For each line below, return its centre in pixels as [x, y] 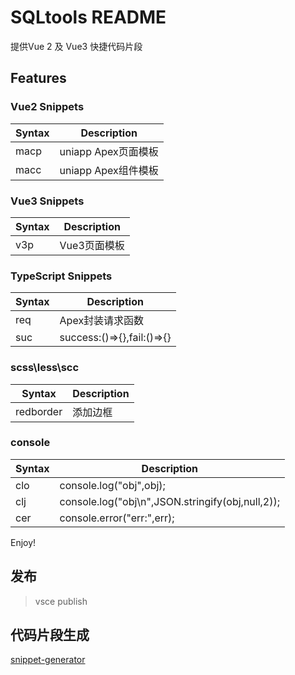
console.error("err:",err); [117, 518]
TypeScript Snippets [61, 276]
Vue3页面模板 [92, 245]
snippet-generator [48, 660]
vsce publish [61, 601]
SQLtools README [88, 17]
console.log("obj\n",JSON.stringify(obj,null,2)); [170, 501]
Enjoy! [23, 542]
